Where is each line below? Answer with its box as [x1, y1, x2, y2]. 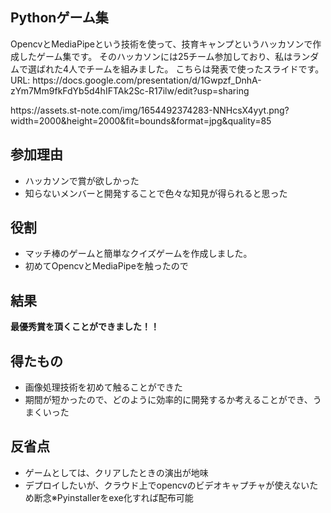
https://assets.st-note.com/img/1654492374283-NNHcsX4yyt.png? [10, 104, 290, 116]
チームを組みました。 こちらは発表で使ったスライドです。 [86, 63, 325, 75]
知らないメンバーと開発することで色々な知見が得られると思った [24, 187, 288, 199]
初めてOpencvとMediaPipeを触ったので [24, 260, 189, 272]
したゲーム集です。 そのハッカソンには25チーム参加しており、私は [18, 50, 293, 62]
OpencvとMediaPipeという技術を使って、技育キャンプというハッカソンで [10, 38, 313, 50]
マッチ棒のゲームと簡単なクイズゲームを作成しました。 [24, 248, 253, 260]
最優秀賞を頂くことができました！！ [10, 321, 160, 333]
